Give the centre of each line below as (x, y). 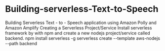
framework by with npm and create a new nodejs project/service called (78, 33)
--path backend (21, 43)
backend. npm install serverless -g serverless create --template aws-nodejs (83, 38)
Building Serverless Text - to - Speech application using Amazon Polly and (81, 23)
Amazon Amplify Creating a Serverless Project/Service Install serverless (79, 27)
